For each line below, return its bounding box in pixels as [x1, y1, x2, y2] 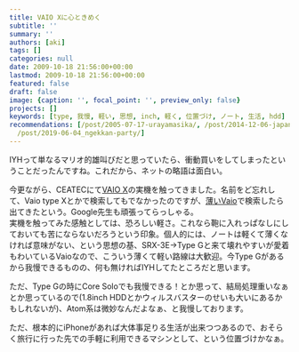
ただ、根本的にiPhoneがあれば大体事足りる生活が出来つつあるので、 [9, 322, 261, 332]
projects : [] [9, 104, 58, 113]
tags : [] [9, 46, 42, 55]
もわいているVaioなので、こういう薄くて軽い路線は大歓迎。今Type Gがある [9, 251, 285, 261]
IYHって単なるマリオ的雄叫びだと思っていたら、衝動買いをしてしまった [9, 154, 271, 164]
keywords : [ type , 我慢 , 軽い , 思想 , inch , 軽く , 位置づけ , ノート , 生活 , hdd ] [9, 112, 286, 121]
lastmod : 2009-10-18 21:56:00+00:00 [9, 71, 145, 80]
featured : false [9, 79, 69, 88]
